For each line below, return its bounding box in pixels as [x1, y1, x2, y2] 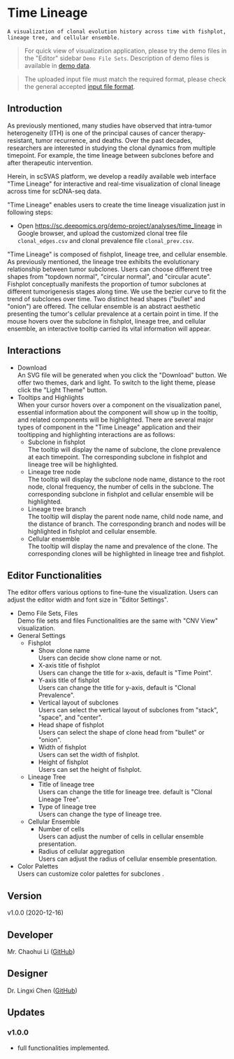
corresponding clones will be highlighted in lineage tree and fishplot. [27, 549, 226, 558]
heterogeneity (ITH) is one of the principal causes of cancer [7, 128, 180, 137]
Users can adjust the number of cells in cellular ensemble [38, 832, 204, 841]
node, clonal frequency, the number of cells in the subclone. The [27, 482, 214, 491]
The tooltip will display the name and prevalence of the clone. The [27, 541, 218, 551]
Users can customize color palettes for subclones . [17, 870, 164, 878]
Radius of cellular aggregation [38, 847, 125, 856]
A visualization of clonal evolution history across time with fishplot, [7, 28, 227, 35]
